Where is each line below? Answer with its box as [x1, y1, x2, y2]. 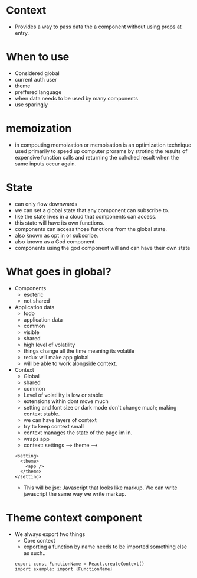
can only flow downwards [14, 200, 78, 207]
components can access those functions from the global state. [14, 225, 167, 232]
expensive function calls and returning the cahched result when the [14, 154, 179, 161]
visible [23, 329, 40, 336]
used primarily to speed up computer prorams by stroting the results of [14, 147, 188, 154]
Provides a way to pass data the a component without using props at [14, 23, 182, 30]
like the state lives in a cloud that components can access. [14, 213, 157, 220]
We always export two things [14, 530, 86, 538]
